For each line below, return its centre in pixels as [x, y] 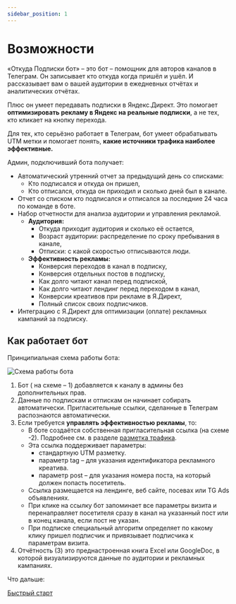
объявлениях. [49, 498]
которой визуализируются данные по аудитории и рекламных [111, 558]
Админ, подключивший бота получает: [66, 162]
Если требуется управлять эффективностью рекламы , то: [107, 423]
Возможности [51, 48]
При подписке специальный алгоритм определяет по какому [120, 528]
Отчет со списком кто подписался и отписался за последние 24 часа [123, 198]
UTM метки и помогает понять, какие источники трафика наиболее [111, 141]
